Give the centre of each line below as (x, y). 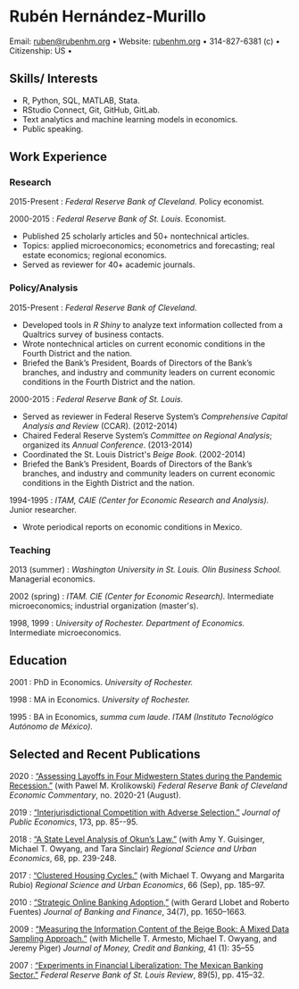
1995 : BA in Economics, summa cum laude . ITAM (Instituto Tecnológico (141, 717)
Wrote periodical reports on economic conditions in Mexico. (132, 527)
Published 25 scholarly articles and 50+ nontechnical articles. (136, 236)
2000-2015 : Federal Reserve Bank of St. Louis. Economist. (118, 219)
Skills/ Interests (54, 79)
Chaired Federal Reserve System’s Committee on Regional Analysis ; (147, 435)
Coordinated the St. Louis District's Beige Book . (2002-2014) (134, 454)
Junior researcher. (43, 509)
